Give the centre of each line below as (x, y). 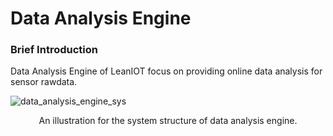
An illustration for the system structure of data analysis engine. (168, 121)
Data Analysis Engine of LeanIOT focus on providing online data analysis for (166, 71)
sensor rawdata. (44, 82)
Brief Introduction (54, 50)
